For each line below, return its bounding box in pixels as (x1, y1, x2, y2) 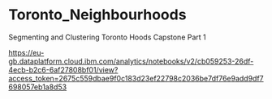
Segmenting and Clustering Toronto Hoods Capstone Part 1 (8, 32, 206, 42)
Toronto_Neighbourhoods (8, 6, 187, 24)
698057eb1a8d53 (8, 82, 67, 92)
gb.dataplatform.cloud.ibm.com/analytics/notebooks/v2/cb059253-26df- (8, 56, 254, 66)
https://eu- (8, 47, 45, 57)
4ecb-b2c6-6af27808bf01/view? (8, 64, 119, 74)
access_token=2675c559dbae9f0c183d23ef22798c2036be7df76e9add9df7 (8, 73, 264, 83)
